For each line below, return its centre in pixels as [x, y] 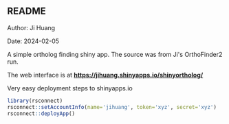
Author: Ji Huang [31, 27]
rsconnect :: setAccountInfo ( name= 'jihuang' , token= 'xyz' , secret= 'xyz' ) [112, 107]
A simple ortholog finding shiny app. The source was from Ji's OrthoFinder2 [115, 54]
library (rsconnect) [35, 101]
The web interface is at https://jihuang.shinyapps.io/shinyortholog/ [105, 75]
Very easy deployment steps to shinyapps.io [70, 88]
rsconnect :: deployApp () [41, 113]
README [26, 11]
